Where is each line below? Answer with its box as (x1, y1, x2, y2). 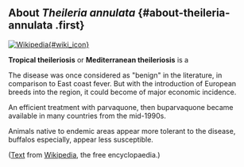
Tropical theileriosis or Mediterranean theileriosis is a (8, 55, 189, 64)
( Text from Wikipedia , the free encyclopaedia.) (8, 150, 161, 159)
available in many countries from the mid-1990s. (8, 111, 167, 120)
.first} (55, 19, 85, 32)
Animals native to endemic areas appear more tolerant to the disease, (8, 126, 236, 135)
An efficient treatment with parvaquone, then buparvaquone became (8, 102, 234, 112)
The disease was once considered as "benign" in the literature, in (8, 70, 223, 80)
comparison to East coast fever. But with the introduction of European (8, 78, 237, 88)
